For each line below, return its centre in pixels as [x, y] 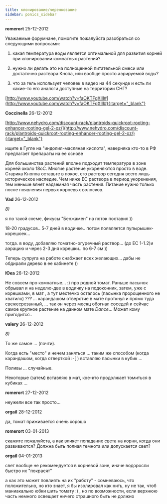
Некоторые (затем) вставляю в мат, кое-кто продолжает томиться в [78, 378]
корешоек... [18, 233]
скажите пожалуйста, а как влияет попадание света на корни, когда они [83, 441]
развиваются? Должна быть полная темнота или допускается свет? [78, 446]
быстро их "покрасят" [29, 471]
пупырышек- [140, 228]
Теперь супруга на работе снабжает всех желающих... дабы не [73, 258]
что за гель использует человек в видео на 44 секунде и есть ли [82, 83]
